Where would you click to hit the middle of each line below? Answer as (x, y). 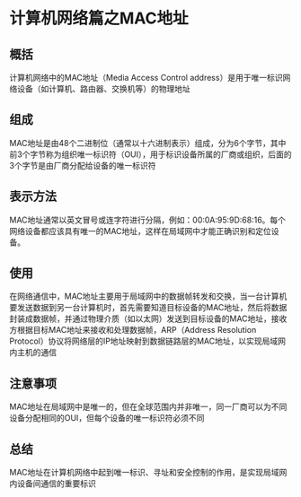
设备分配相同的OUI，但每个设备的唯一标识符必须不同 (107, 418)
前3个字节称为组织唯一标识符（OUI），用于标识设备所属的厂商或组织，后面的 (150, 154)
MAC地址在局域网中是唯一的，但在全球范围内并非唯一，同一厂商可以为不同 (148, 407)
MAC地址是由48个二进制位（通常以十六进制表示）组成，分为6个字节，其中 (148, 143)
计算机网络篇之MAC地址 (99, 18)
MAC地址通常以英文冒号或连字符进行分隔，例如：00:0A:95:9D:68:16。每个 (147, 220)
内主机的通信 (33, 353)
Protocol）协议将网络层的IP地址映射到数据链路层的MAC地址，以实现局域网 (147, 341)
